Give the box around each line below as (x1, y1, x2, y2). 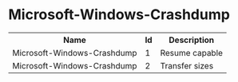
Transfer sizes (160, 60, 214, 71)
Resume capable (160, 47, 224, 58)
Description (169, 34, 214, 45)
